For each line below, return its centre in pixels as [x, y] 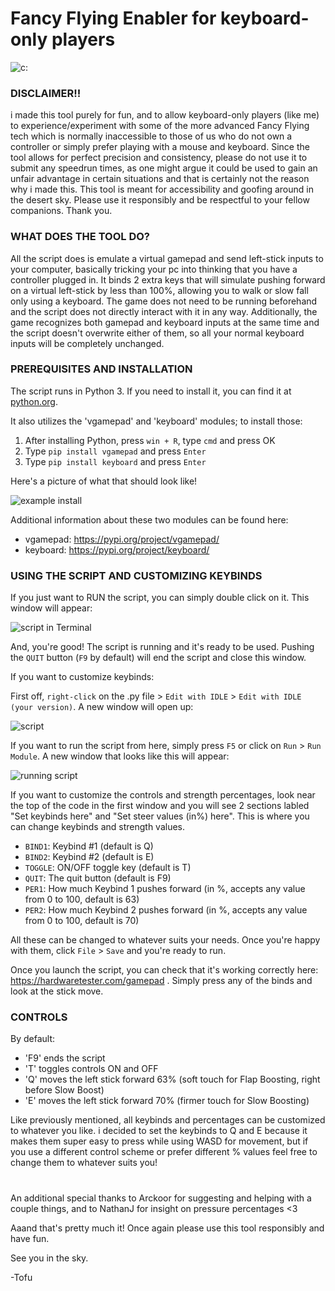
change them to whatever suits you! [84, 1163]
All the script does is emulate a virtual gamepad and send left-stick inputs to [167, 258]
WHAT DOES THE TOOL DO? [80, 237]
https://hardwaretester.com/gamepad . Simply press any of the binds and [161, 981]
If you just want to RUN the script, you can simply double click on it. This [160, 598]
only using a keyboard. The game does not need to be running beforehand [164, 301]
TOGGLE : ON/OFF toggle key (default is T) [108, 868]
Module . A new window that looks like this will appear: [120, 756]
